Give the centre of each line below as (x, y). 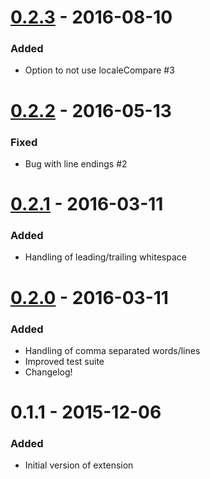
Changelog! (48, 372)
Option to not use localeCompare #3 (99, 70)
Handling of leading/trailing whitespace (105, 257)
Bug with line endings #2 (76, 163)
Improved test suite (64, 361)
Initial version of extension (79, 465)
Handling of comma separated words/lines (112, 350)
